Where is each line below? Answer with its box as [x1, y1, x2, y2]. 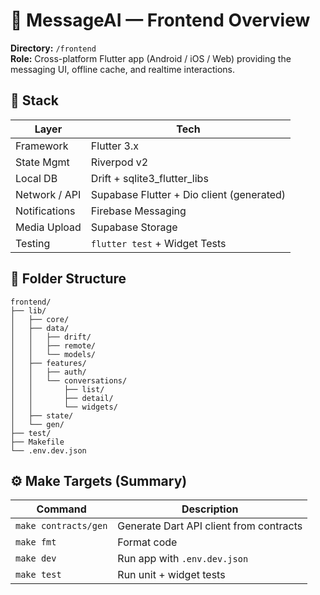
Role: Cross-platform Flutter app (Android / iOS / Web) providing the [10, 52, 292, 64]
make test [15, 569, 62, 581]
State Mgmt [15, 155, 70, 169]
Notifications [15, 204, 76, 218]
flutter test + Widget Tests [90, 236, 227, 250]
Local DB [15, 171, 58, 185]
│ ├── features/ [10, 358, 87, 368]
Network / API [15, 187, 82, 201]
